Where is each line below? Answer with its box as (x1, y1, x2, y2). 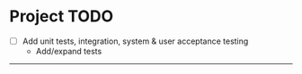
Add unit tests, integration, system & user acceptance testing (22, 36, 249, 46)
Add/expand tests (35, 46, 102, 56)
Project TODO (9, 6, 114, 27)
